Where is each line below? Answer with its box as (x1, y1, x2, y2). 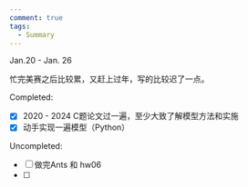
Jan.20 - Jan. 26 (9, 55, 73, 66)
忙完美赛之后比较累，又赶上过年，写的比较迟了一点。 (9, 74, 210, 84)
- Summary (17, 30, 55, 39)
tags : (9, 22, 30, 31)
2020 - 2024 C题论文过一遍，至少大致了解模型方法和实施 (22, 111, 239, 122)
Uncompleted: (9, 140, 63, 151)
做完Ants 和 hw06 (34, 159, 102, 170)
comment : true (9, 13, 64, 23)
